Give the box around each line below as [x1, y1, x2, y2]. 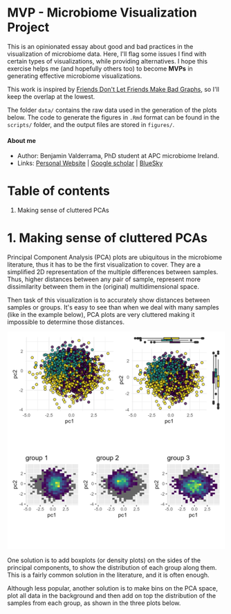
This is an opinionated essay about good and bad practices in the [7, 42, 194, 50]
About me [7, 136, 37, 144]
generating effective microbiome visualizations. [7, 71, 142, 80]
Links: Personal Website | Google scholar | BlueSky [17, 159, 163, 167]
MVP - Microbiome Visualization [7, 5, 197, 21]
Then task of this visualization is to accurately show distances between [7, 296, 210, 305]
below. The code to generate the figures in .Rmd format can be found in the [7, 113, 220, 122]
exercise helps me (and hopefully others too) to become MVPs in [7, 64, 194, 73]
